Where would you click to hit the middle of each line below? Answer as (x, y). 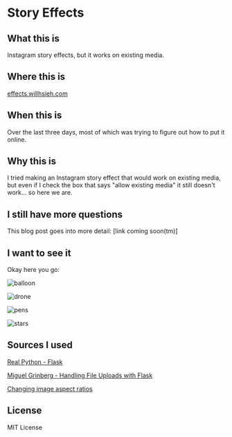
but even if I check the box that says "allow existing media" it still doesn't (111, 185)
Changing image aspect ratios (50, 388)
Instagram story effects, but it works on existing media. (86, 55)
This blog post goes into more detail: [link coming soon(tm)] (92, 231)
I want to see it (39, 253)
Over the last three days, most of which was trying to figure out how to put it (116, 132)
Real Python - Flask (35, 361)
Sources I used (40, 345)
